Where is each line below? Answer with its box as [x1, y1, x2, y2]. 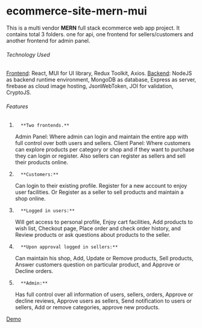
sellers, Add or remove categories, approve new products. [14, 304, 160, 311]
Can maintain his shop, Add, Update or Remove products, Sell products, [14, 255, 194, 262]
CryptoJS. [6, 89, 32, 96]
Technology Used [6, 51, 50, 58]
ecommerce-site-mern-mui [6, 4, 148, 18]
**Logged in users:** [21, 208, 75, 214]
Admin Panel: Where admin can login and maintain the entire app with [14, 133, 189, 140]
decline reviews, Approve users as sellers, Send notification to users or [14, 297, 192, 304]
